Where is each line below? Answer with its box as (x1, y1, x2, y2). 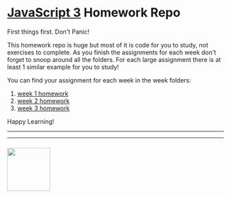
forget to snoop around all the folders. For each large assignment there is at (7, 55, 221, 63)
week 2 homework (16, 96, 70, 104)
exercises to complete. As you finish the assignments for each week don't (7, 48, 217, 56)
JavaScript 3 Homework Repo (7, 5, 181, 21)
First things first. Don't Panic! (7, 27, 90, 36)
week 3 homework (16, 104, 70, 112)
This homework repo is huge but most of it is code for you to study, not (7, 41, 208, 49)
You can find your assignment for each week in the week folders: (7, 76, 191, 84)
